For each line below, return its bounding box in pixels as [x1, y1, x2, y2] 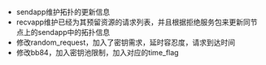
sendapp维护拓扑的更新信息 [15, 7, 111, 16]
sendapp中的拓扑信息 [37, 28, 111, 37]
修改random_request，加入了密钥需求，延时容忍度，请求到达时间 [15, 37, 236, 47]
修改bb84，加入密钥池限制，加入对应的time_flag [15, 48, 179, 57]
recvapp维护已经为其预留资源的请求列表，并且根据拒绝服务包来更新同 [15, 17, 251, 27]
